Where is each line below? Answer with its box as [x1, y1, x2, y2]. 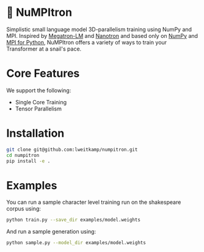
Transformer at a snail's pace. [6, 45, 82, 52]
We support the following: [6, 87, 71, 94]
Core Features [6, 67, 80, 81]
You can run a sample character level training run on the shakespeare [6, 198, 181, 206]
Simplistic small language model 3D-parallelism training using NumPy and [6, 26, 192, 33]
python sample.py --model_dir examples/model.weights [6, 240, 147, 246]
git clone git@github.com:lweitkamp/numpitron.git [6, 146, 138, 153]
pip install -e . [6, 158, 51, 164]
